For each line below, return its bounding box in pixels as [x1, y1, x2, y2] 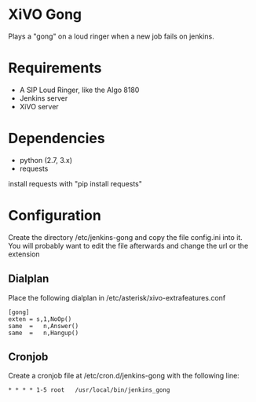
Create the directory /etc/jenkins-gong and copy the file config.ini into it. [8, 232, 243, 242]
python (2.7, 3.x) [19, 155, 73, 164]
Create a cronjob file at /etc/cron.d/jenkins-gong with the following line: [8, 371, 240, 381]
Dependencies [8, 130, 105, 147]
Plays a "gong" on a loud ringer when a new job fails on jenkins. [8, 31, 214, 41]
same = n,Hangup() [8, 329, 79, 337]
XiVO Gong [8, 6, 82, 24]
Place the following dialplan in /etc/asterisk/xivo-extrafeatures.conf [8, 293, 226, 302]
